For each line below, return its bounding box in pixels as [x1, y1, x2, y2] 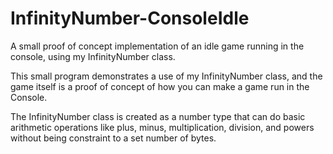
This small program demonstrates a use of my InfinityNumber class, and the [10, 70, 323, 82]
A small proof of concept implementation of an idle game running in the [10, 40, 305, 52]
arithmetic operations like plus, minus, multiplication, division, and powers [10, 121, 315, 133]
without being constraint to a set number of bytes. [10, 132, 217, 144]
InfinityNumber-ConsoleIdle [10, 7, 250, 30]
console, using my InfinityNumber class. [10, 50, 176, 62]
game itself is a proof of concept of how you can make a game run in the [10, 80, 310, 92]
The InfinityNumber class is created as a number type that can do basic [10, 110, 306, 122]
